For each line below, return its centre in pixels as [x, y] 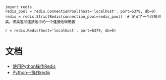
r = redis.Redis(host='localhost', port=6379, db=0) [61, 31]
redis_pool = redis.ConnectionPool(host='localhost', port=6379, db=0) [81, 11]
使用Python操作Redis [34, 66]
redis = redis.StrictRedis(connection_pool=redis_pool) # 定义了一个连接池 [83, 17]
